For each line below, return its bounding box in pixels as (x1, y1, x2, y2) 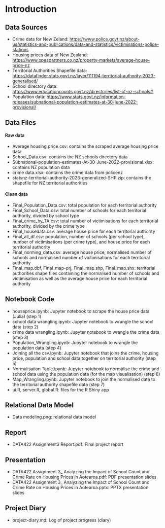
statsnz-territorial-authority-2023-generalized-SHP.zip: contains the (12, 175, 152, 180)
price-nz (12, 63, 30, 68)
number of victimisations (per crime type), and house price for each (12, 239, 150, 245)
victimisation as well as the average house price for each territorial (12, 275, 148, 282)
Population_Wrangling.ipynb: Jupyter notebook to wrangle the (12, 339, 138, 346)
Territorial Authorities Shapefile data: (12, 68, 87, 73)
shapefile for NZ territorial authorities (12, 180, 88, 186)
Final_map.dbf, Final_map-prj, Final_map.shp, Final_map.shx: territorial (12, 265, 156, 271)
